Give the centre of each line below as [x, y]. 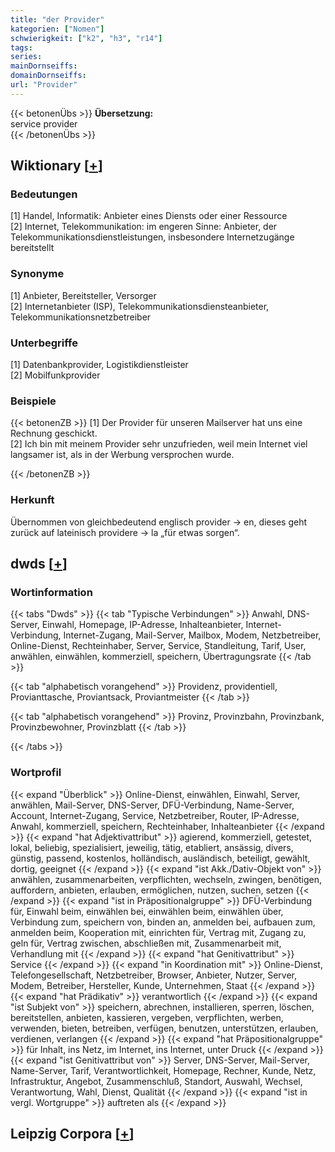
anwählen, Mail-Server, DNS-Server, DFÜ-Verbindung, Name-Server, [152, 805]
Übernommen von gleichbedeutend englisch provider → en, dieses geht [158, 522]
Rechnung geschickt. [54, 433]
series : [26, 57]
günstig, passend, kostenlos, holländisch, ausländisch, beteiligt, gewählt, [160, 858]
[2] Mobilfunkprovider [55, 375]
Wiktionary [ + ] [56, 166]
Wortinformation [51, 592]
